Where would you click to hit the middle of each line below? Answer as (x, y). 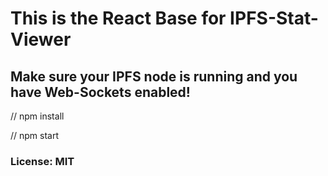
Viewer (41, 39)
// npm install (37, 116)
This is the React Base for (118, 18)
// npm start (35, 135)
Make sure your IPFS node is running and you (154, 76)
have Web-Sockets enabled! (100, 92)
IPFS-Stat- (274, 18)
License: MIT (42, 161)
